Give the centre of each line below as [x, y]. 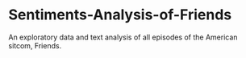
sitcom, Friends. [35, 45]
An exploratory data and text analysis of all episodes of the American [123, 37]
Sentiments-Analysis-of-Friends [120, 15]
